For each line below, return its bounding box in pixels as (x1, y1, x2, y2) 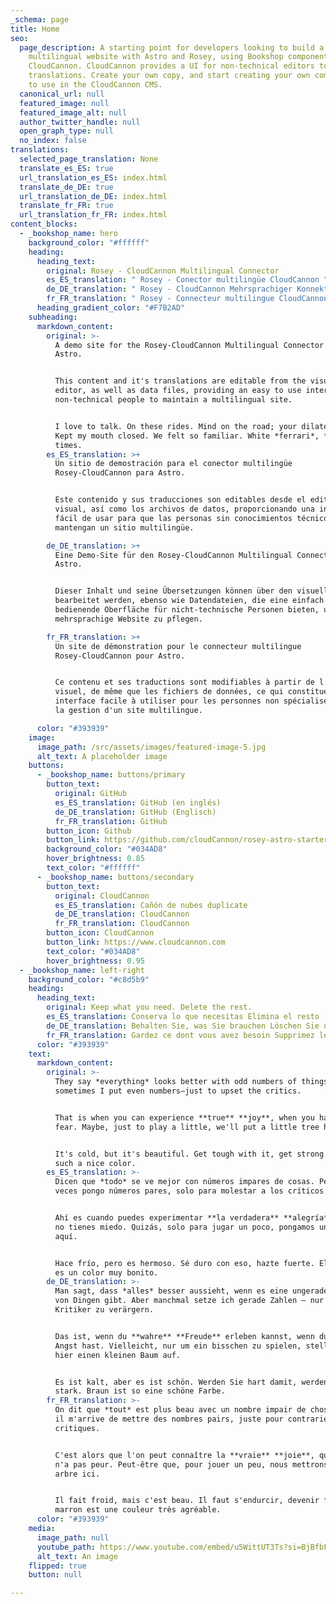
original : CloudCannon (54, 891, 150, 901)
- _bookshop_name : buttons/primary (36, 770, 186, 780)
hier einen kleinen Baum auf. (54, 1350, 182, 1360)
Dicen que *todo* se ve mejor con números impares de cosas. (54, 1177, 315, 1187)
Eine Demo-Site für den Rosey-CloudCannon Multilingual (54, 550, 293, 560)
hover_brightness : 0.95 (46, 956, 145, 966)
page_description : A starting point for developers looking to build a (19, 42, 325, 53)
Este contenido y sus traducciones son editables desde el (54, 495, 307, 505)
